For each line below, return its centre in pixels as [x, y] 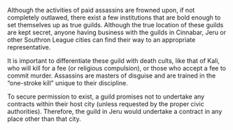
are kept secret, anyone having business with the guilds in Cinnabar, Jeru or [116, 32]
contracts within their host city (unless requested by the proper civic [106, 104]
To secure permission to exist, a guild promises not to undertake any [106, 96]
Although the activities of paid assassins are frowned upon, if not [101, 10]
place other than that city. [44, 119]
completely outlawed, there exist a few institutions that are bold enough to [114, 17]
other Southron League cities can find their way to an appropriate [101, 40]
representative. [29, 47]
